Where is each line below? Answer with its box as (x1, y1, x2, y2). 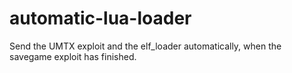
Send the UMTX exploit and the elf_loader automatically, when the (9, 40, 282, 52)
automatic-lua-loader (9, 7, 192, 30)
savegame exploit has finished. (9, 50, 137, 62)
